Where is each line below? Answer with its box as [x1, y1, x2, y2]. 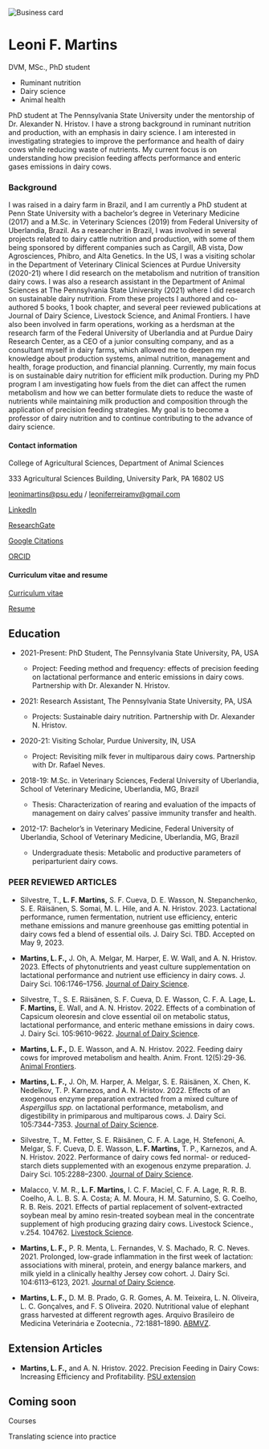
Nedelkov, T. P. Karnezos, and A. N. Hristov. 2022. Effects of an [19, 1085, 230, 1095]
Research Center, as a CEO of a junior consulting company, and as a [8, 337, 234, 346]
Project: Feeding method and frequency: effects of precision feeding [31, 664, 259, 673]
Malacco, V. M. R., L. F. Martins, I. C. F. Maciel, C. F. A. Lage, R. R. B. [19, 1185, 247, 1194]
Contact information [8, 440, 78, 450]
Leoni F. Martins [8, 36, 118, 54]
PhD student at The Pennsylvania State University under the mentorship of [8, 110, 255, 120]
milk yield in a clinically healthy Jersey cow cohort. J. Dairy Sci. [19, 1268, 230, 1278]
